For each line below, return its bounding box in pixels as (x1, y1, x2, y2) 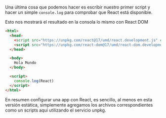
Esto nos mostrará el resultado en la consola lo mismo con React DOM (5, 19, 148, 25)
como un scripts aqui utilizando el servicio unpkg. (5, 107, 106, 113)
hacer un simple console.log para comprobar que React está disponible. (5, 9, 153, 15)
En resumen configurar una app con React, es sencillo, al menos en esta (5, 96, 152, 103)
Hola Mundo (14, 60, 37, 66)
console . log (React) (14, 79, 54, 83)
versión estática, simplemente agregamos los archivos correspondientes (5, 102, 153, 108)
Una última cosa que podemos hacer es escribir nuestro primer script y (5, 4, 151, 10)
